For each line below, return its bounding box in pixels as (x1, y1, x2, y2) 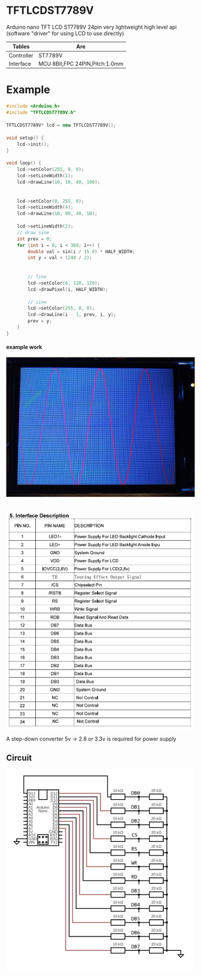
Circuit (6, 753, 32, 763)
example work (6, 344, 42, 351)
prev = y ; (28, 318, 52, 324)
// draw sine (17, 229, 50, 235)
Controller (8, 51, 34, 59)
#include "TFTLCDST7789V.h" (6, 110, 77, 116)
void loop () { (6, 160, 42, 166)
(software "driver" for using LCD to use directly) (6, 29, 124, 37)
